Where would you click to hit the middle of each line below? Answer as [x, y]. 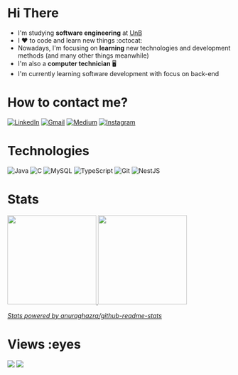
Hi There [33, 13]
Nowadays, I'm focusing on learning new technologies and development [124, 48]
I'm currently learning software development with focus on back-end [118, 73]
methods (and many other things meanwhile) [83, 56]
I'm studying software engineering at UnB [80, 33]
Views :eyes [44, 344]
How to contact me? [67, 103]
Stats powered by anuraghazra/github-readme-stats [85, 315]
